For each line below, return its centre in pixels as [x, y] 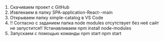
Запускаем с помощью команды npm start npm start [66, 33]
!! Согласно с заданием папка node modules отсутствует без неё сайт [84, 23]
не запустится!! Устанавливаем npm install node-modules [71, 28]
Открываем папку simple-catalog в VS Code [57, 18]
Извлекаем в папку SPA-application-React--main [61, 12]
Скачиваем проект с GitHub [40, 7]
